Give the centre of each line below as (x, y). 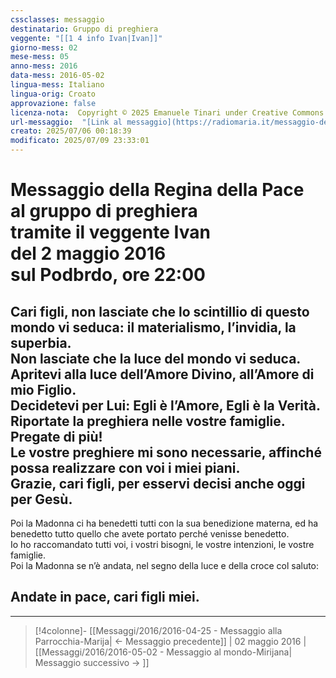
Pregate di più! (56, 436)
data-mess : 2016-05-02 (57, 76)
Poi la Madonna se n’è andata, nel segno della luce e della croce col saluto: (165, 565)
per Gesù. (41, 499)
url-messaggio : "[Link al (66, 122)
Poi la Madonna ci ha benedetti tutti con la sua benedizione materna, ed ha (164, 523)
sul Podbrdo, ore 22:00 (108, 275)
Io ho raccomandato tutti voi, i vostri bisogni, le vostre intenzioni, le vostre (162, 544)
